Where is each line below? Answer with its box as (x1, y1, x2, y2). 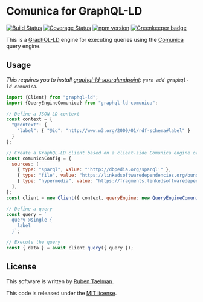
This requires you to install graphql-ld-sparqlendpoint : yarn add (6, 76, 165, 83)
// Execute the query (6, 239, 61, 245)
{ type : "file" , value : (17, 172, 77, 179)
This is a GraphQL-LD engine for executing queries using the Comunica (6, 36, 184, 43)
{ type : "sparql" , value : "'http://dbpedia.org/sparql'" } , (17, 166, 172, 173)
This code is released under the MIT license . (6, 289, 117, 297)
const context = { (6, 116, 53, 122)
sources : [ (11, 161, 39, 167)
